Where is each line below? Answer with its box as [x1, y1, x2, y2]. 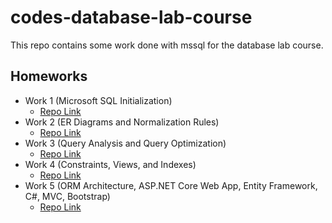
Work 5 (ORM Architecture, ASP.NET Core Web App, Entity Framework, [24, 179, 318, 191]
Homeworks [10, 68, 88, 85]
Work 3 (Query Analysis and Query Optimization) [24, 137, 227, 149]
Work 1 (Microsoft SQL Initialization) [24, 94, 173, 106]
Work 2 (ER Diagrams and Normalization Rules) [24, 116, 220, 128]
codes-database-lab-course [10, 6, 253, 29]
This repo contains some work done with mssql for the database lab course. [10, 39, 324, 51]
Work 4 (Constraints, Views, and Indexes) [24, 158, 197, 170]
